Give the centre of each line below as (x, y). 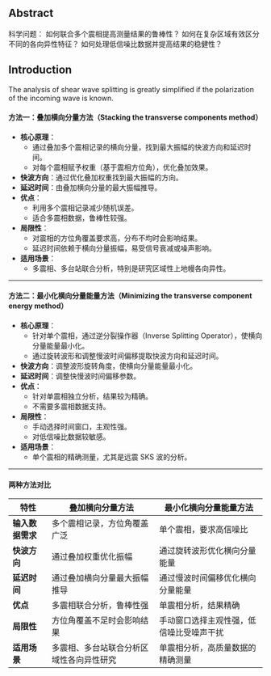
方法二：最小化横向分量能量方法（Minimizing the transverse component (130, 296)
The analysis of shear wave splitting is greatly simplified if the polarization (131, 89)
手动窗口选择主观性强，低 (207, 620)
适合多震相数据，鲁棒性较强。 (81, 218)
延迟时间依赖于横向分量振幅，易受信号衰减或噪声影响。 (124, 248)
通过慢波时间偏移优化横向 (207, 578)
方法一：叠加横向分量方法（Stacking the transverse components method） (135, 117)
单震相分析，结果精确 (199, 606)
